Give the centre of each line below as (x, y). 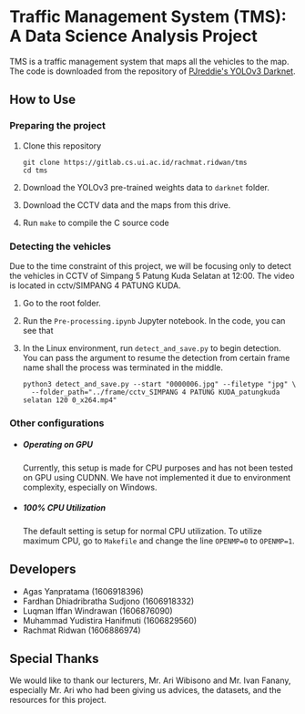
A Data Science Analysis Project (133, 36)
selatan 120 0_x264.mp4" (70, 400)
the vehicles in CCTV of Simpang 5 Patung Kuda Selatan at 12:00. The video (152, 275)
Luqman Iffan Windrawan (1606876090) (97, 611)
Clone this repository (62, 145)
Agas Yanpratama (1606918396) (83, 591)
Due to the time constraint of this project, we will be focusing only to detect (150, 265)
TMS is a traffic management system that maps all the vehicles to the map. (149, 61)
